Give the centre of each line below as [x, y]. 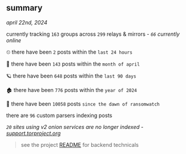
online [14, 40]
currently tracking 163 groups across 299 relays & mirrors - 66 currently [93, 34]
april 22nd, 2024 [27, 22]
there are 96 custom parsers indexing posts [59, 115]
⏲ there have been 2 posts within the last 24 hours [69, 52]
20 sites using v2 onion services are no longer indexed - [75, 127]
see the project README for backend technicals [80, 144]
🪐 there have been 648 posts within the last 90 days [71, 76]
